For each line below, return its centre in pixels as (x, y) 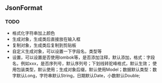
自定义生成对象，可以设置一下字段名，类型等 (57, 51)
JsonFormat (24, 8)
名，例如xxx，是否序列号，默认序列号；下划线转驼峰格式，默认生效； (82, 63)
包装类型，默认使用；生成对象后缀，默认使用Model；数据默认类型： (84, 69)
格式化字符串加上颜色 (33, 33)
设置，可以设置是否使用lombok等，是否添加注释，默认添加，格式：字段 (83, 57)
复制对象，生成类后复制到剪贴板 (44, 45)
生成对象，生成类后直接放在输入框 (46, 39)
